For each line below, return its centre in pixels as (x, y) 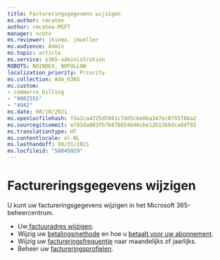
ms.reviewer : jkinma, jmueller (53, 40)
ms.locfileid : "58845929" (45, 151)
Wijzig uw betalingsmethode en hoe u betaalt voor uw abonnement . (116, 233)
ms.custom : (23, 86)
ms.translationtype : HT (42, 131)
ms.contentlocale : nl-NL (44, 138)
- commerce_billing (36, 92)
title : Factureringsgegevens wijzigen (64, 14)
